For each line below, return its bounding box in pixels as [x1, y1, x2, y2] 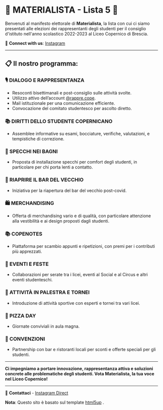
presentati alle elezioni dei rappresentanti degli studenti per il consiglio [5, 25, 147, 31]
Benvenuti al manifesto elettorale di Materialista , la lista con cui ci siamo [5, 20, 150, 26]
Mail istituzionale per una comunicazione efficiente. [12, 100, 115, 106]
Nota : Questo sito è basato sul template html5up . [5, 399, 104, 406]
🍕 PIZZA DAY [5, 312, 36, 319]
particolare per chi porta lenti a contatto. [12, 164, 93, 170]
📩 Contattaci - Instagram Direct [5, 390, 68, 396]
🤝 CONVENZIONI [5, 335, 45, 342]
